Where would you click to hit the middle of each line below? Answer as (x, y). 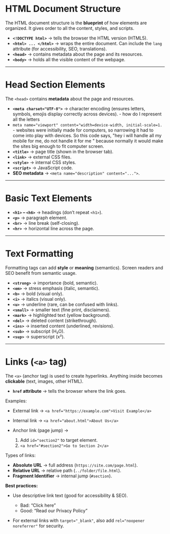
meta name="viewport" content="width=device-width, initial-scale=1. (88, 125)
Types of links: (20, 455)
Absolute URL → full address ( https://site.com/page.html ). (75, 465)
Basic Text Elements (49, 198)
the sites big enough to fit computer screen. (58, 146)
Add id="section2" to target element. (59, 440)
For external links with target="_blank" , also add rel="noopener (79, 520)
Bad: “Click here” (38, 505)
